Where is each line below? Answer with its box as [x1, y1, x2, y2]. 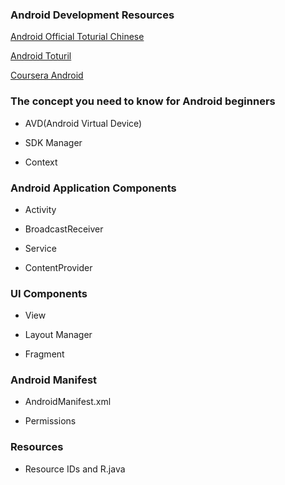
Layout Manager [24, 329, 93, 341]
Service [24, 242, 57, 254]
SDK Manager [24, 136, 83, 148]
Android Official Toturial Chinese [10, 31, 145, 43]
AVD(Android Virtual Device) [24, 117, 143, 129]
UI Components [10, 286, 88, 300]
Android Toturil [10, 50, 72, 62]
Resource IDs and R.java [24, 463, 126, 475]
